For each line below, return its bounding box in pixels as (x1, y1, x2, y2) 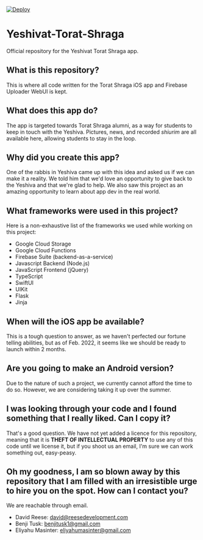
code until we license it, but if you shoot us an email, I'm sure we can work (6, 442, 193, 450)
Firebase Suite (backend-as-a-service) (15, 254, 113, 261)
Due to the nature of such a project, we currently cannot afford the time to (6, 379, 192, 387)
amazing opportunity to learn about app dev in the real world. (6, 188, 160, 195)
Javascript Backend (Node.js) (15, 260, 90, 267)
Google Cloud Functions (15, 247, 76, 254)
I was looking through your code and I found (6, 404, 177, 414)
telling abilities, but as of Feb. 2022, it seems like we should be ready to (6, 339, 186, 346)
